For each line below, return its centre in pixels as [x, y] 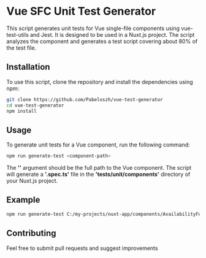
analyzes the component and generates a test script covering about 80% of [102, 41]
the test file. [21, 48]
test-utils [17, 34]
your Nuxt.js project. [32, 181]
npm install [21, 111]
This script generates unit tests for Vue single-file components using [93, 28]
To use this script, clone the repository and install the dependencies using [100, 82]
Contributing [31, 233]
